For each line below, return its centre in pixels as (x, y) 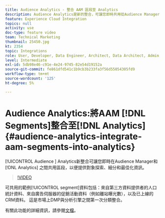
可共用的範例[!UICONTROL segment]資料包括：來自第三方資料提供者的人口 (81, 187)
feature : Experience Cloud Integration (46, 19)
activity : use (20, 28)
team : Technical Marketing (33, 37)
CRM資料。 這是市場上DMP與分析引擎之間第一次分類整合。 (65, 200)
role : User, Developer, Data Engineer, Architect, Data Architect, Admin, (83, 55)
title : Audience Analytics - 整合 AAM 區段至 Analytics (62, 10)
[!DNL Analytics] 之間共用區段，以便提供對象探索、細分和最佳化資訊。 (76, 167)
